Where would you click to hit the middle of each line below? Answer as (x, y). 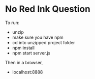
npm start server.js (31, 53)
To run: (12, 23)
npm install (23, 48)
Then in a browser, (24, 62)
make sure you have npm (38, 37)
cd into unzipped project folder (44, 42)
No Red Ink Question (48, 9)
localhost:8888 (28, 72)
